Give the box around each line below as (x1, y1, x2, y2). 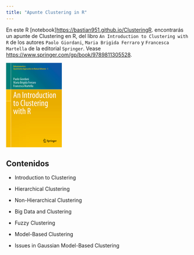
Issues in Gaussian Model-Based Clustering (14, 242, 119, 249)
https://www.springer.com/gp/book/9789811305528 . (6, 51, 132, 58)
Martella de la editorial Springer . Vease (6, 44, 101, 52)
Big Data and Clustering (14, 208, 72, 215)
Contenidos (6, 158, 50, 169)
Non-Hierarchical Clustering (14, 197, 83, 204)
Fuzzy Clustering (14, 219, 55, 226)
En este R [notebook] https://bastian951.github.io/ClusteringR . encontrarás (6, 26, 184, 33)
